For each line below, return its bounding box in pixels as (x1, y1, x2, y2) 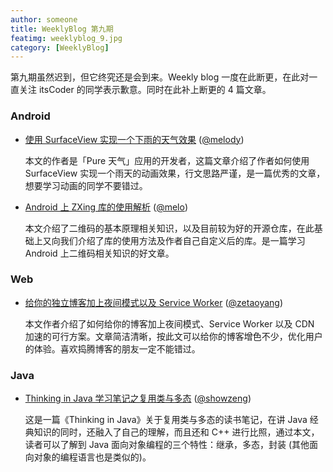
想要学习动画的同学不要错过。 (24, 179, 148, 191)
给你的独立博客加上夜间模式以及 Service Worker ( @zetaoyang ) (24, 296, 284, 308)
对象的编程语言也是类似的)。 (33, 451, 152, 463)
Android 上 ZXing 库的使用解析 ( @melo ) (24, 201, 189, 213)
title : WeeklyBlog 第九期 (10, 24, 114, 34)
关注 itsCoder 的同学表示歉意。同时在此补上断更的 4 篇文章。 (18, 84, 272, 96)
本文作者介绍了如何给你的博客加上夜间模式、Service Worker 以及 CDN (24, 317, 315, 330)
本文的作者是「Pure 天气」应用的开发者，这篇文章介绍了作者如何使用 (24, 154, 310, 166)
